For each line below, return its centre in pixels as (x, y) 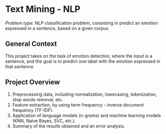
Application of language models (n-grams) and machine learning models (87, 115)
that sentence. (20, 66)
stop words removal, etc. (38, 99)
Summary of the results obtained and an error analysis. (69, 126)
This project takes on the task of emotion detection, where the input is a (79, 56)
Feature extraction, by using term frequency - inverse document (78, 105)
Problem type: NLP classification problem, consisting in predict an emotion (82, 23)
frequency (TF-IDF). (33, 110)
